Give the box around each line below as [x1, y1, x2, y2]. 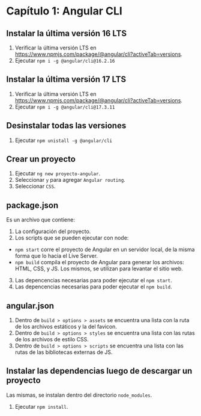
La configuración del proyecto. [14, 228, 91, 235]
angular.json [6, 300, 55, 311]
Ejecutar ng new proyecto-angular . [14, 170, 101, 177]
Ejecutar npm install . [14, 403, 68, 410]
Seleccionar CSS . [14, 182, 56, 190]
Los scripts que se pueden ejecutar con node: [14, 234, 129, 241]
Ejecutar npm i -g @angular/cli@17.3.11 [14, 103, 115, 110]
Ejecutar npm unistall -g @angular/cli [14, 137, 113, 144]
